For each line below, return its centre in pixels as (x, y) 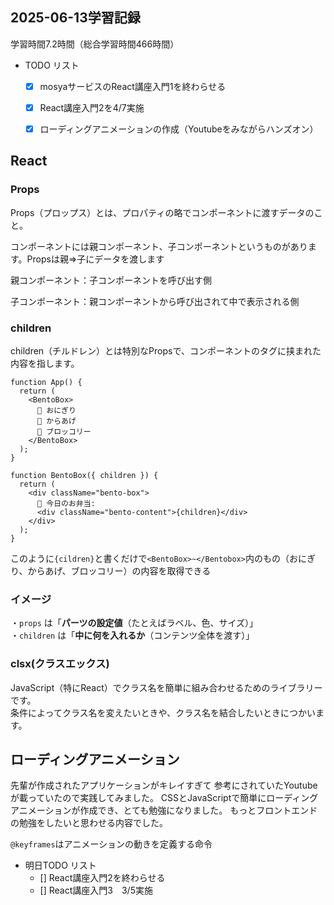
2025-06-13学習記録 (75, 18)
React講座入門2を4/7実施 (92, 107)
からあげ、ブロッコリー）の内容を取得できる (119, 570)
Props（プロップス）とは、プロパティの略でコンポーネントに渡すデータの (162, 212)
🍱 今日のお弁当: (66, 503)
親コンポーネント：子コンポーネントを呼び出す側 (111, 280)
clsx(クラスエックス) (60, 664)
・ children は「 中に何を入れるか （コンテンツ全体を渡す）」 (132, 635)
